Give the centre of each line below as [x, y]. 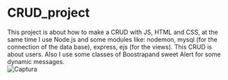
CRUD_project [49, 13]
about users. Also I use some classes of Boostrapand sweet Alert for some [114, 54]
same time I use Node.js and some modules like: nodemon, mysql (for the [112, 39]
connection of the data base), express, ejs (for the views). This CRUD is [109, 47]
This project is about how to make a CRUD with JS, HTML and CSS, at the [113, 32]
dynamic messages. [36, 61]
